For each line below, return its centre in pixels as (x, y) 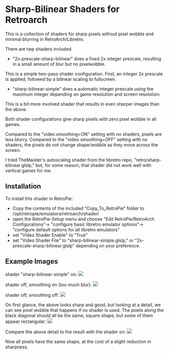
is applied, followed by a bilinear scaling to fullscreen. (61, 79)
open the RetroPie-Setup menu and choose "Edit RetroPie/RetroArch (83, 219)
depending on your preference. (108, 245)
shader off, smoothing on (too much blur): (49, 285)
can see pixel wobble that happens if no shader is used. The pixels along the (84, 310)
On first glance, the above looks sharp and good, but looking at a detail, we (83, 305)
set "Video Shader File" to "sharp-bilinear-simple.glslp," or (73, 240)
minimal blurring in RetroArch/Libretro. (45, 39)
